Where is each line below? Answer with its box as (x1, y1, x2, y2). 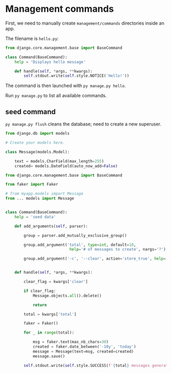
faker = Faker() (24, 321, 58, 326)
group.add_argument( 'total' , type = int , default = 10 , (24, 242, 137, 247)
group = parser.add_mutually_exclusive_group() (24, 233, 127, 238)
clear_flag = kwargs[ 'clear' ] (24, 279, 88, 284)
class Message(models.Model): (5, 149, 70, 154)
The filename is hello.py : (5, 35, 59, 42)
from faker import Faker (5, 182, 58, 187)
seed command (5, 107, 56, 116)
